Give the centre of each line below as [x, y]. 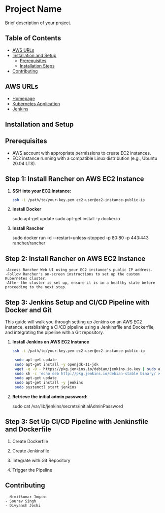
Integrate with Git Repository [41, 460]
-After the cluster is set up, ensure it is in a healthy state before [80, 283]
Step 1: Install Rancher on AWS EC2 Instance [75, 179]
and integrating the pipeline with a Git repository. [55, 332]
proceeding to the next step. [36, 287]
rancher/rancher [29, 243]
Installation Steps [37, 66]
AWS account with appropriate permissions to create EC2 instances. [82, 153]
